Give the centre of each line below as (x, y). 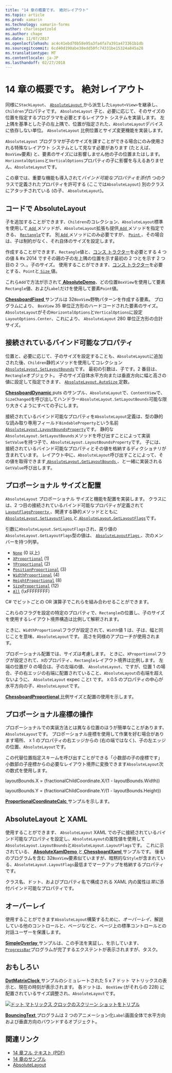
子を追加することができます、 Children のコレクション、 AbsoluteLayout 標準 (84, 222)
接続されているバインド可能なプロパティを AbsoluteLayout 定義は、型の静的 (84, 416)
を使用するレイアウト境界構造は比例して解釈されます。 (64, 619)
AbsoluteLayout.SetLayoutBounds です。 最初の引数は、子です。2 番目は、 (83, 369)
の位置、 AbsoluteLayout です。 (37, 747)
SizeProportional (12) (36, 586)
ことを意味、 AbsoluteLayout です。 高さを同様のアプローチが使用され (82, 636)
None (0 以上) (26, 553)
